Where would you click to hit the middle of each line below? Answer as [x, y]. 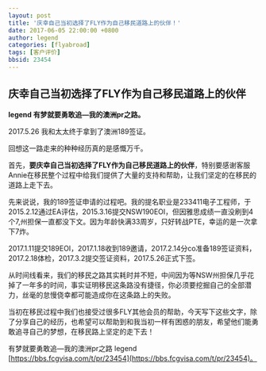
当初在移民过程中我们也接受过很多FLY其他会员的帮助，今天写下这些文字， [129, 312]
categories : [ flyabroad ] [49, 45]
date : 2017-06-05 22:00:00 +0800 [64, 30]
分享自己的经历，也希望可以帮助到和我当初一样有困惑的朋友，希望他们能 [133, 321]
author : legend [33, 38]
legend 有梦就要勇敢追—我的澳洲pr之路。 [77, 114]
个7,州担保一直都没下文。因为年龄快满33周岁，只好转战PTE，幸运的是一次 [129, 221]
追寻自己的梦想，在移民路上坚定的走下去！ [85, 331]
